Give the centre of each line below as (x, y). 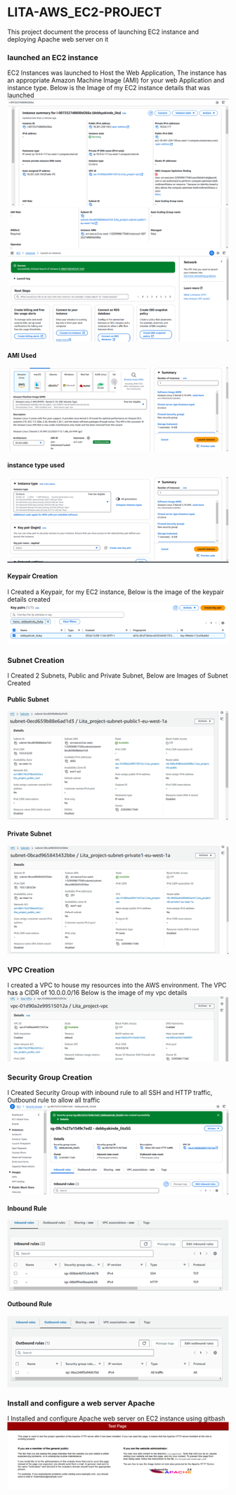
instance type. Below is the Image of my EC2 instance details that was (109, 88)
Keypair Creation (33, 576)
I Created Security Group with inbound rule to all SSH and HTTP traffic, (110, 1092)
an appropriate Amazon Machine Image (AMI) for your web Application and (116, 80)
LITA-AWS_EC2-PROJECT (85, 12)
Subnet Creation (36, 660)
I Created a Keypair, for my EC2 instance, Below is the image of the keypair (116, 592)
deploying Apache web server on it (58, 39)
